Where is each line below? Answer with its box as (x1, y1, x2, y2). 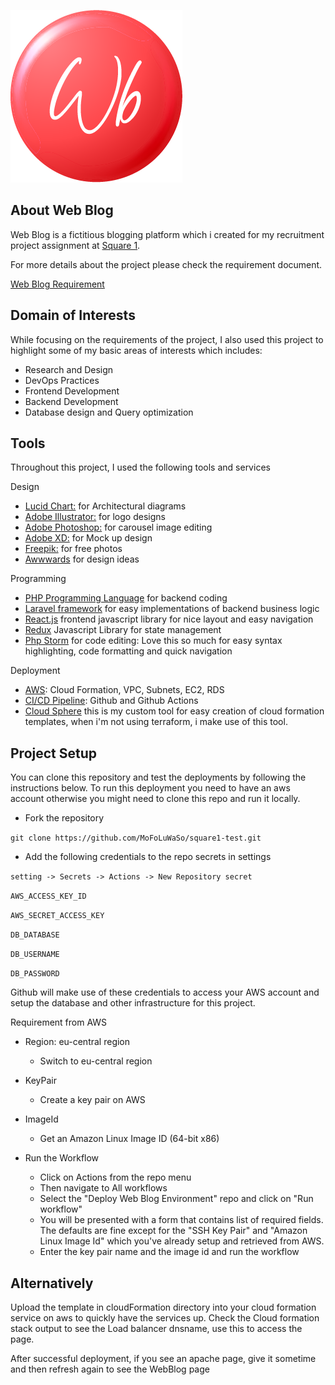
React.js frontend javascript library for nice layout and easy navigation (24, 613, 314, 625)
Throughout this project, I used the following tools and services (10, 461, 271, 474)
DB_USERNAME (10, 950, 60, 960)
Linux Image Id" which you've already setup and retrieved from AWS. (39, 1235, 325, 1247)
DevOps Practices (24, 374, 100, 386)
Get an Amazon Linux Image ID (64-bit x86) (39, 1133, 220, 1145)
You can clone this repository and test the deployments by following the (10, 771, 307, 784)
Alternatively (10, 1275, 94, 1292)
